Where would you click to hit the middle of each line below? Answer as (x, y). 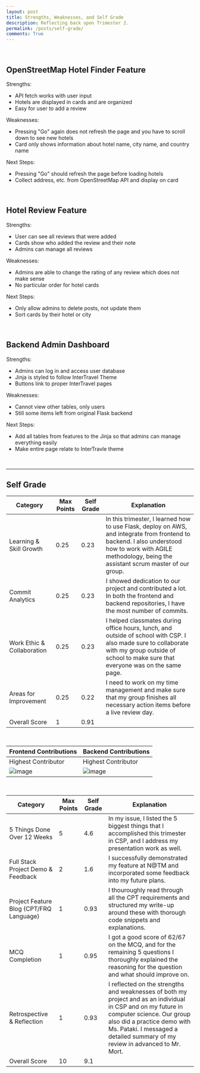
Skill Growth (26, 549)
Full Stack (23, 862)
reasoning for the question (145, 967)
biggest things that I (136, 826)
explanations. (127, 928)
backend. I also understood (144, 541)
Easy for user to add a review (51, 108)
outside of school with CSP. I (146, 636)
